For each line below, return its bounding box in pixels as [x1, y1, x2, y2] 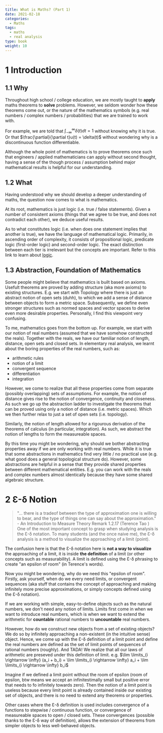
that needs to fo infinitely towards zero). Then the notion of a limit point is [5, 682, 152, 688]
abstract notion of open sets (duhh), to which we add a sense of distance [5, 294, 152, 300]
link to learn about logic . [5, 252, 54, 258]
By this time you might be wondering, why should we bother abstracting [5, 440, 149, 446]
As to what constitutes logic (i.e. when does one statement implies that [5, 226, 147, 232]
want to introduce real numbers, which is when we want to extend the [5, 611, 145, 617]
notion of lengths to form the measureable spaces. [5, 431, 107, 437]
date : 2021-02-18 [5, 12, 40, 17]
